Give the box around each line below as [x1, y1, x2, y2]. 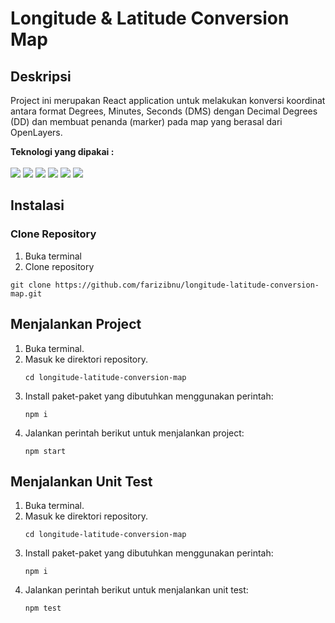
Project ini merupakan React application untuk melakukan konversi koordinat [10, 95, 326, 106]
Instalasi [10, 197, 65, 214]
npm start [24, 446, 67, 456]
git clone [10, 280, 52, 290]
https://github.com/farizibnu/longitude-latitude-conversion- [54, 280, 320, 290]
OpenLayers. [10, 127, 63, 138]
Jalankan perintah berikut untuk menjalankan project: [24, 427, 245, 439]
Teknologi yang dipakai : [10, 146, 115, 157]
